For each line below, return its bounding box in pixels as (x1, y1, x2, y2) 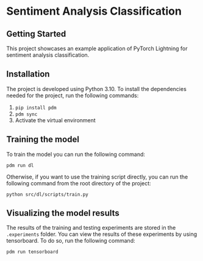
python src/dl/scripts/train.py (6, 191, 88, 197)
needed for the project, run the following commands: (6, 92, 139, 99)
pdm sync (15, 111, 38, 117)
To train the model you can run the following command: (6, 150, 145, 158)
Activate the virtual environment (15, 116, 96, 123)
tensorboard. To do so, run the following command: (6, 237, 135, 244)
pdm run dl (6, 162, 34, 169)
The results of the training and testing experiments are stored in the (6, 224, 176, 232)
